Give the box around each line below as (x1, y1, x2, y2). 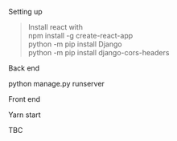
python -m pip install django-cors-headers (27, 48, 170, 57)
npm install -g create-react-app (27, 31, 134, 40)
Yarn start (8, 110, 42, 119)
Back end (8, 63, 40, 73)
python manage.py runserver (8, 79, 105, 88)
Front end (8, 95, 41, 103)
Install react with (27, 22, 83, 31)
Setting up (8, 7, 43, 16)
